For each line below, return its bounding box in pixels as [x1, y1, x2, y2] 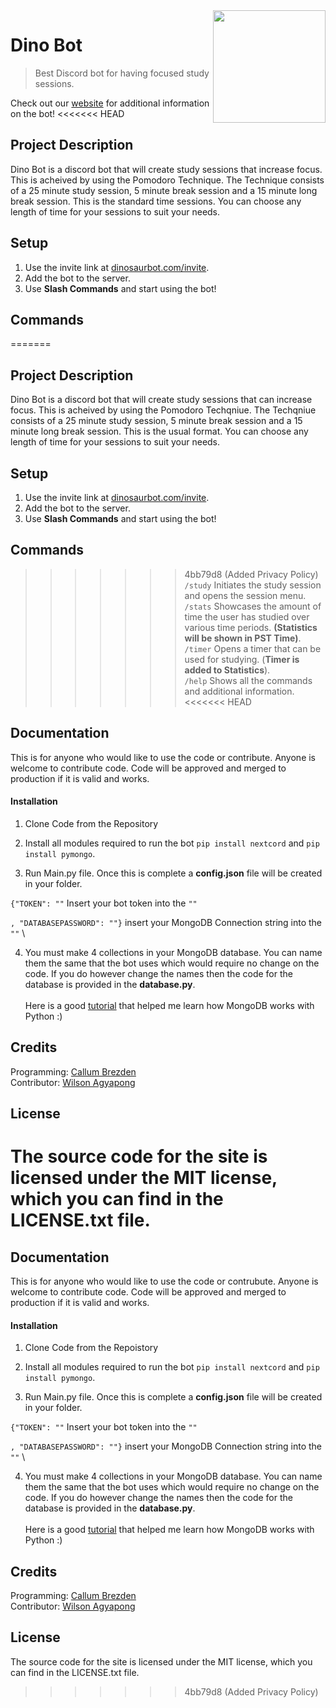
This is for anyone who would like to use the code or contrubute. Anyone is [10, 1275, 319, 1288]
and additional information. [184, 685, 295, 697]
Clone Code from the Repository [24, 817, 159, 829]
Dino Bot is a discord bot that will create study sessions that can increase [10, 394, 313, 406]
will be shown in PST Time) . [184, 632, 302, 644]
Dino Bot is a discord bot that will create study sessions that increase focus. [10, 163, 323, 175]
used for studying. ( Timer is [184, 653, 300, 665]
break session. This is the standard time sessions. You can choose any [10, 195, 302, 207]
